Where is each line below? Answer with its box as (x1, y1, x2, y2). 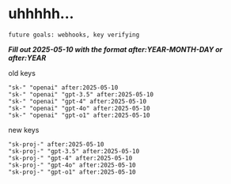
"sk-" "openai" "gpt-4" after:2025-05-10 (8, 97, 147, 105)
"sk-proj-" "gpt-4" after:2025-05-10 (8, 154, 133, 162)
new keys (8, 125, 40, 134)
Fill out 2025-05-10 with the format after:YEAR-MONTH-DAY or (8, 44, 223, 54)
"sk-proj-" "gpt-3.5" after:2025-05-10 (8, 147, 140, 155)
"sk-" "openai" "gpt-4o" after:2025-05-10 (8, 104, 150, 112)
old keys (8, 68, 36, 77)
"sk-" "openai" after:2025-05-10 (8, 84, 119, 92)
